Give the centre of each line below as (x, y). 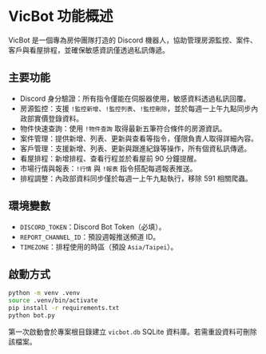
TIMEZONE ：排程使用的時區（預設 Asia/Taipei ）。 (99, 247)
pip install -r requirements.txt (64, 308)
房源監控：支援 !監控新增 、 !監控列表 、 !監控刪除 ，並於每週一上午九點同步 (135, 108)
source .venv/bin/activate (53, 300)
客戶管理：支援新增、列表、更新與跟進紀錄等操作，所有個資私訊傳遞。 (135, 148)
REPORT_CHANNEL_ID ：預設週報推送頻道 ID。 (90, 237)
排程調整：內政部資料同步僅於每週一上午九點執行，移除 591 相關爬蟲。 (136, 178)
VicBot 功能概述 (61, 16)
